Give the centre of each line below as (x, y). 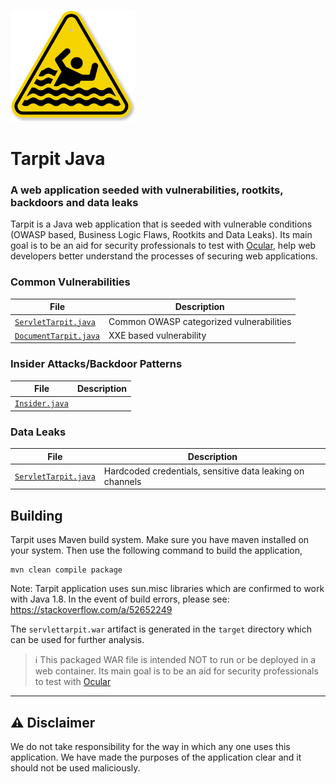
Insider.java (41, 404)
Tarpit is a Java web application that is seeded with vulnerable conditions (161, 224)
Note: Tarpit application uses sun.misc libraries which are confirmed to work (167, 589)
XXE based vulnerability (157, 335)
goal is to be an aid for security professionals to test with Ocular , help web (163, 246)
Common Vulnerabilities (70, 282)
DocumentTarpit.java (57, 336)
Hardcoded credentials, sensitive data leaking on (204, 471)
